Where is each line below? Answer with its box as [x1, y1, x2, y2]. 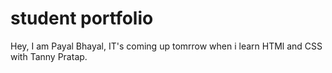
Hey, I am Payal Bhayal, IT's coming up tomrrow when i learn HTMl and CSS [10, 40, 323, 52]
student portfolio [10, 7, 154, 30]
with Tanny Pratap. [10, 50, 88, 62]
